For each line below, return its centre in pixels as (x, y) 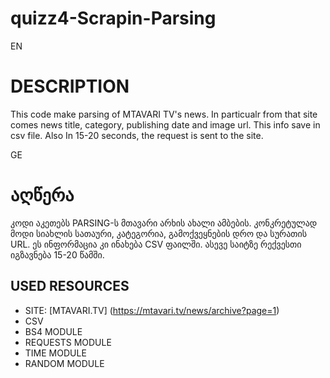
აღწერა (42, 195)
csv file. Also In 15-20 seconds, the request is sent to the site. (137, 135)
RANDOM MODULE (64, 363)
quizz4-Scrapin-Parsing (113, 18)
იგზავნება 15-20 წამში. (57, 254)
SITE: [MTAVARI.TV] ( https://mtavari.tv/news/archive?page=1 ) (152, 310)
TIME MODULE (55, 353)
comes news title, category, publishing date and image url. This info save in (165, 124)
